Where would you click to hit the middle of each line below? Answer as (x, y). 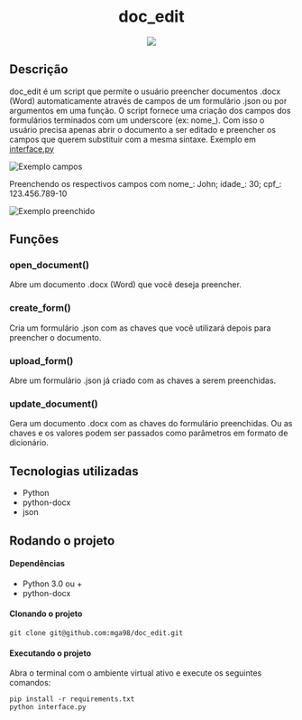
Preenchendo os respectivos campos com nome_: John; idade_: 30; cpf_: (146, 183)
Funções (34, 240)
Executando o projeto (50, 653)
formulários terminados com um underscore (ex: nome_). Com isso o (137, 120)
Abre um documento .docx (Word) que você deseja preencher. (125, 285)
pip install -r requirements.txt (72, 699)
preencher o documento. (55, 337)
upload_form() (41, 360)
